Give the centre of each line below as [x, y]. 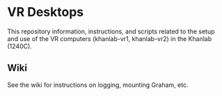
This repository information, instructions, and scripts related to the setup [111, 31]
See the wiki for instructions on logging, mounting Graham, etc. [98, 85]
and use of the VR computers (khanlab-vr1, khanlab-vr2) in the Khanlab [110, 38]
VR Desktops [46, 12]
